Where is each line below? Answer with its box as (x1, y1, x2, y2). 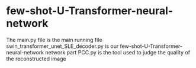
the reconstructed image (6, 55, 66, 62)
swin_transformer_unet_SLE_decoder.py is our (6, 43, 119, 50)
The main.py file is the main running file (6, 36, 102, 43)
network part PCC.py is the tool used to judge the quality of (45, 48, 191, 56)
